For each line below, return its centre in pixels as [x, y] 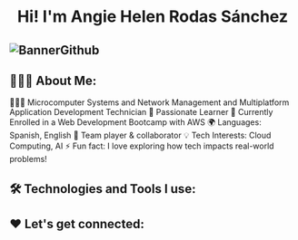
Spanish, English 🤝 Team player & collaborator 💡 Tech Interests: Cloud [140, 135]
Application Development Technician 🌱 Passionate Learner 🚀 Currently [141, 112]
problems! [28, 159]
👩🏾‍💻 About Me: [53, 80]
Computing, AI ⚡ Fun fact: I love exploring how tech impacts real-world [142, 146]
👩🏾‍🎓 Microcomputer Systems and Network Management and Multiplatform [149, 102]
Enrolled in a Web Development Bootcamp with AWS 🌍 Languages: [135, 122]
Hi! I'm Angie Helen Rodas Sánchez [153, 17]
